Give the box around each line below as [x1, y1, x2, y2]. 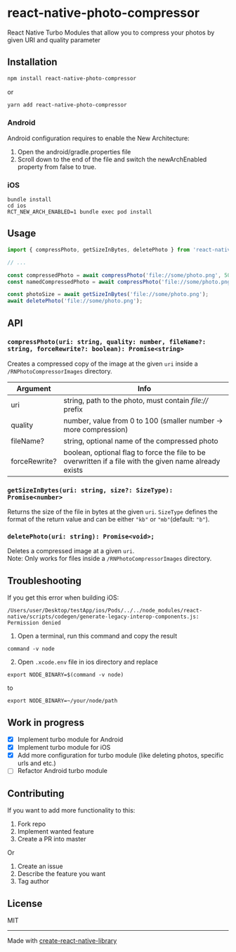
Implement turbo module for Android [17, 735, 124, 744]
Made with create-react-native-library [7, 936, 117, 945]
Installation [7, 56, 58, 68]
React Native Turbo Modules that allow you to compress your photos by [7, 28, 215, 37]
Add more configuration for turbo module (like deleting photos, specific [17, 751, 224, 760]
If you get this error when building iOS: [7, 593, 119, 602]
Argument [16, 383, 51, 393]
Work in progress [7, 717, 84, 729]
